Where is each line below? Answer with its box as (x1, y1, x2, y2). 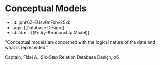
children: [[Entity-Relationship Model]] (12, 30, 90, 35)
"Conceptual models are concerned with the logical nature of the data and (5, 39, 156, 45)
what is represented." (5, 44, 49, 50)
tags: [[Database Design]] (12, 24, 65, 30)
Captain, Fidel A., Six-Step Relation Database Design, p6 (5, 54, 119, 60)
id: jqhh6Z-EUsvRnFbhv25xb (12, 19, 71, 25)
